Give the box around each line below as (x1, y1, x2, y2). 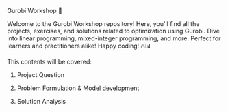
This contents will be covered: (7, 58, 92, 66)
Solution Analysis (16, 98, 66, 105)
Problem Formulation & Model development (16, 84, 140, 92)
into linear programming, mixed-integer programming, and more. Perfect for (7, 34, 221, 42)
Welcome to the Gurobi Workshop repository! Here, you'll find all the (7, 20, 200, 27)
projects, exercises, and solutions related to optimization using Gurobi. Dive (7, 27, 220, 35)
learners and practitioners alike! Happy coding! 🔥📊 (7, 42, 152, 50)
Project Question (16, 71, 65, 79)
